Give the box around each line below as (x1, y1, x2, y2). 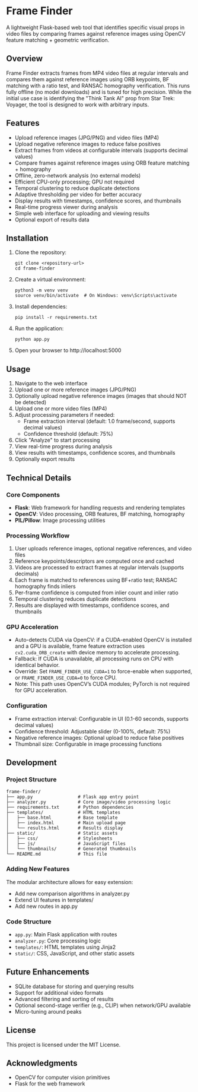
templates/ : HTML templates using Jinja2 (14, 944, 116, 951)
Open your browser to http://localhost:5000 (14, 347, 122, 354)
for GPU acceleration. (14, 687, 68, 694)
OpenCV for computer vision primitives (14, 1074, 110, 1081)
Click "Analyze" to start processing (14, 436, 100, 444)
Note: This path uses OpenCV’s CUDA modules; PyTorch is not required (14, 680, 190, 688)
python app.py (14, 337, 50, 343)
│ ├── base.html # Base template (6, 815, 118, 821)
